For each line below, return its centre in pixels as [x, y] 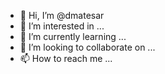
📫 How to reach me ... [66, 58]
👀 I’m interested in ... [62, 26]
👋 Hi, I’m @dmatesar [62, 15]
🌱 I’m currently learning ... [73, 36]
